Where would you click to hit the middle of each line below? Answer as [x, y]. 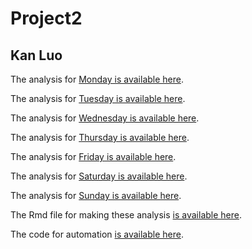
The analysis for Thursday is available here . [100, 137]
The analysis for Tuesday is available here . [98, 98]
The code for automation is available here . [97, 234]
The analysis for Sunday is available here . [96, 195]
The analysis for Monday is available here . [97, 79]
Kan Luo [36, 55]
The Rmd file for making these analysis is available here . [126, 215]
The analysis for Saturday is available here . [99, 176]
